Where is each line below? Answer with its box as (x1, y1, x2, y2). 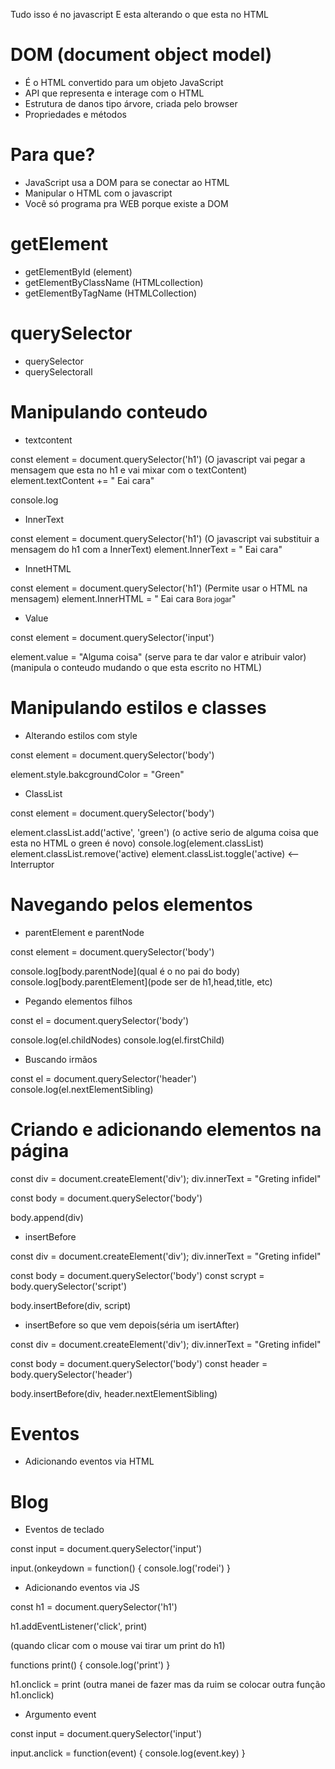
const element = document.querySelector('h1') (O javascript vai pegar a (10, 453, 306, 465)
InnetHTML (24, 562, 72, 574)
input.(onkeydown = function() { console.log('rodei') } (10, 1562, 232, 1574)
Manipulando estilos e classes (10, 696, 267, 719)
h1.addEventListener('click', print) (10, 1620, 148, 1633)
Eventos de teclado (24, 1524, 105, 1536)
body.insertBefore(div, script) (10, 1299, 132, 1311)
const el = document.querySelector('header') (10, 1072, 198, 1084)
